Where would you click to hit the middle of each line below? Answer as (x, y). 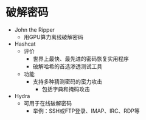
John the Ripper (35, 30)
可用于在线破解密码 (48, 103)
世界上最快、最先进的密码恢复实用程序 (81, 58)
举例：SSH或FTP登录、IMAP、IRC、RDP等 (86, 111)
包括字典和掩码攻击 (66, 89)
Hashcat (25, 44)
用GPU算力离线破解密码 (53, 37)
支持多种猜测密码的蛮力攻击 (68, 81)
